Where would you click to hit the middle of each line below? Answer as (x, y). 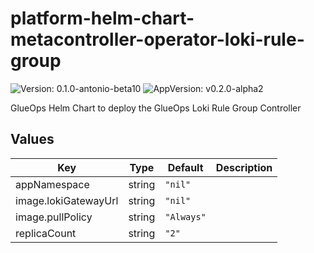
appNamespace (52, 184)
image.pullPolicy (54, 217)
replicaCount (46, 233)
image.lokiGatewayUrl (67, 200)
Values (32, 139)
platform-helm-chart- (102, 18)
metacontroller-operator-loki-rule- (157, 39)
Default (185, 167)
